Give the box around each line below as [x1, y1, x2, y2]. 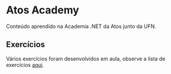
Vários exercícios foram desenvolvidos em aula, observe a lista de [6, 55, 166, 62]
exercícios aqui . [6, 61, 45, 68]
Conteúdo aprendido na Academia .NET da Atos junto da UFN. [6, 23, 156, 30]
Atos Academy [6, 3, 80, 17]
